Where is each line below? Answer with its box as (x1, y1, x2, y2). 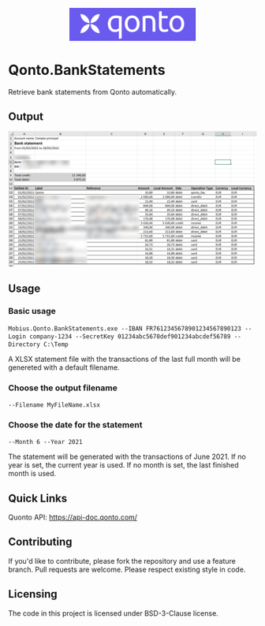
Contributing (8, 535, 73, 549)
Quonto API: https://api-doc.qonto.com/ (8, 512, 138, 522)
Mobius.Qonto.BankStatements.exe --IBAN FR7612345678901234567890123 (8, 324, 242, 333)
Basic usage (8, 306, 57, 317)
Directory (8, 340, 41, 348)
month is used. (8, 469, 57, 479)
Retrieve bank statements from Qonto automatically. (8, 87, 177, 96)
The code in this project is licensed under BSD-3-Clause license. (8, 608, 218, 618)
